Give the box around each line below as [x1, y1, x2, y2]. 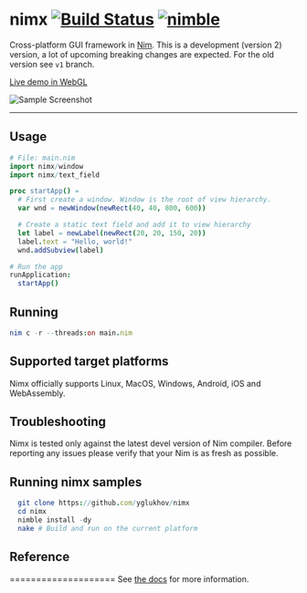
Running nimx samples [9, 474, 143, 490]
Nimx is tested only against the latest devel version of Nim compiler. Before [9, 438, 292, 449]
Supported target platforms [9, 354, 169, 369]
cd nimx [17, 507, 48, 516]
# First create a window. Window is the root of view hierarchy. [17, 195, 272, 204]
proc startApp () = [9, 187, 79, 196]
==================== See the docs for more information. [9, 573, 249, 584]
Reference [9, 549, 70, 565]
